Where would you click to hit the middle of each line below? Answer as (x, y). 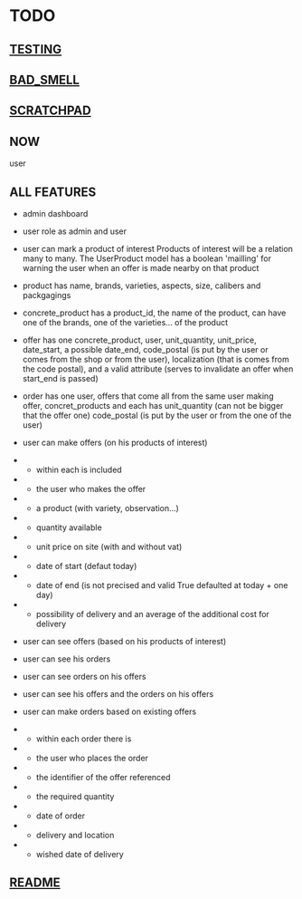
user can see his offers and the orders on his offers (118, 693)
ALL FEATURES (53, 192)
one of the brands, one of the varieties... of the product (125, 322)
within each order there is (84, 739)
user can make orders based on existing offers (109, 711)
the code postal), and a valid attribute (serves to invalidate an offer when (158, 369)
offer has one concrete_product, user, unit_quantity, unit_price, (140, 340)
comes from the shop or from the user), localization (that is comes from (156, 359)
